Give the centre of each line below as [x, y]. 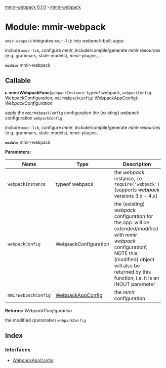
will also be [127, 265]
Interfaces [18, 350]
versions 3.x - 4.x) [136, 196]
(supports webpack [137, 190]
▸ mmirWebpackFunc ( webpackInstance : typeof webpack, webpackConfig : [79, 92]
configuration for [134, 216]
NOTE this [126, 253]
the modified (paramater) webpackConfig [46, 320]
